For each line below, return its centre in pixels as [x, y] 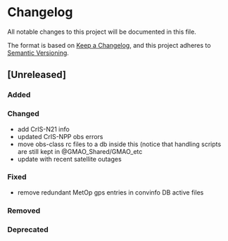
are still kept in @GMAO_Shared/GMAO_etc [80, 151]
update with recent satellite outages [69, 159]
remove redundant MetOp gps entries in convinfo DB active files [110, 192]
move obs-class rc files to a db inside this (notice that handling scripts [119, 144]
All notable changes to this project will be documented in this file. [102, 32]
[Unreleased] [37, 75]
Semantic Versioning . [38, 53]
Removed [24, 210]
